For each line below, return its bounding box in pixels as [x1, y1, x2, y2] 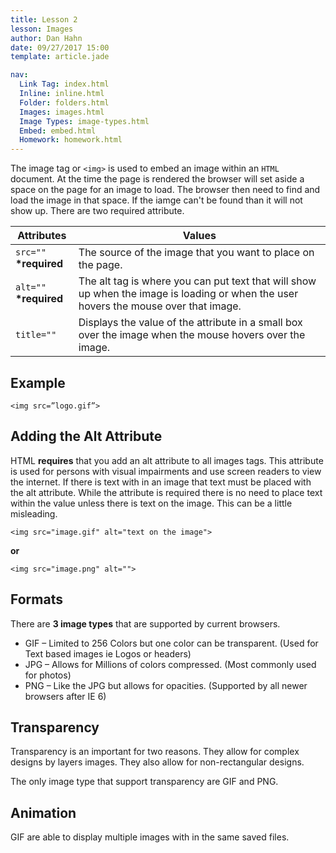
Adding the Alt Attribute [10, 428, 163, 445]
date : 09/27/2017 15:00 [10, 42, 110, 53]
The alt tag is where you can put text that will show [78, 274, 317, 288]
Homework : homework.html [19, 135, 123, 145]
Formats [10, 591, 63, 608]
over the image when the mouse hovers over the [78, 328, 306, 342]
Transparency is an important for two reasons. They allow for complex [10, 746, 300, 758]
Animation [10, 804, 77, 821]
